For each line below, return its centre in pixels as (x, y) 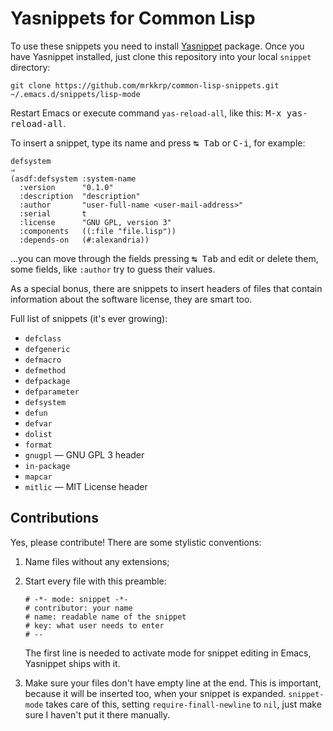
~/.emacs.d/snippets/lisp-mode (75, 94)
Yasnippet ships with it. (72, 663)
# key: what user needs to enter (94, 625)
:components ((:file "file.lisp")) (98, 231)
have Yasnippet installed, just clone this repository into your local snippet (161, 56)
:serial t (53, 213)
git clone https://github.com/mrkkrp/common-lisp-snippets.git (145, 85)
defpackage (47, 381)
